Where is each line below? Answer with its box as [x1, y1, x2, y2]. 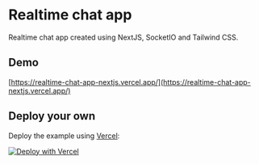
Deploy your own [8, 109, 95, 123]
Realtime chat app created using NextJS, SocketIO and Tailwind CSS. [8, 32, 239, 42]
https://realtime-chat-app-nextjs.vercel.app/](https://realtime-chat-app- [10, 77, 252, 86]
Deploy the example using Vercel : [8, 131, 120, 141]
